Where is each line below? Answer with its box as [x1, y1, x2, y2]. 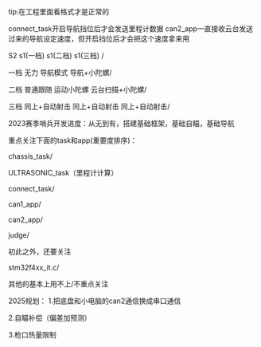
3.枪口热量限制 [8, 330, 57, 339]
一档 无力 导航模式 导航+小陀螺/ [8, 68, 113, 77]
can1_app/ [8, 199, 41, 209]
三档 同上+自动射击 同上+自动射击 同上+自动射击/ [8, 102, 170, 111]
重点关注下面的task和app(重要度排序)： [8, 136, 138, 145]
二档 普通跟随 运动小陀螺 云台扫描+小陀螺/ [8, 85, 147, 94]
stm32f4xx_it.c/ [8, 262, 60, 272]
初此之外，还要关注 [8, 246, 72, 256]
